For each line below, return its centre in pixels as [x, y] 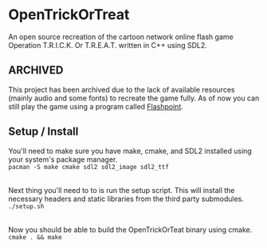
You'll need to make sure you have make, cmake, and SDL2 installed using [130, 151]
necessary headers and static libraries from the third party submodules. [126, 199]
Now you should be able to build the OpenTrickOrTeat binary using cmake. [130, 230]
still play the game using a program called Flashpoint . [96, 106]
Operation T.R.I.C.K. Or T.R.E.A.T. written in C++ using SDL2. [108, 45]
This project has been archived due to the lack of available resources [122, 89]
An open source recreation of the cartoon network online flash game [121, 37]
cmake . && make [35, 237]
